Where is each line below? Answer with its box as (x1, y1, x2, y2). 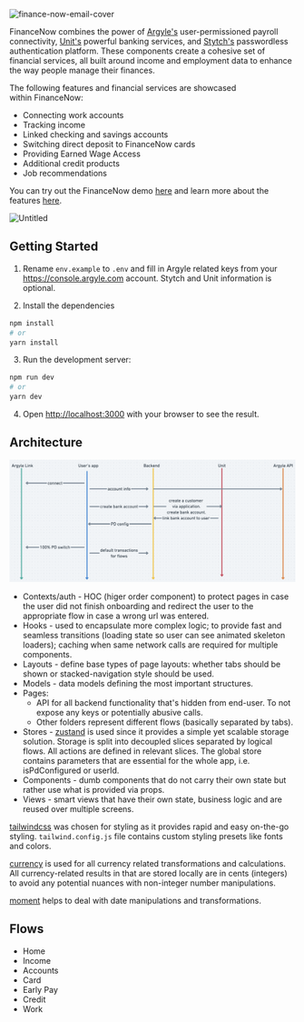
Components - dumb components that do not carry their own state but (22, 774, 287, 786)
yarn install (9, 337, 59, 347)
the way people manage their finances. (9, 65, 156, 75)
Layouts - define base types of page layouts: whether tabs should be (22, 658, 281, 669)
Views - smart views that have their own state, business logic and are (22, 794, 283, 805)
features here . (9, 195, 63, 205)
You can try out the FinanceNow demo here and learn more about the (9, 185, 270, 195)
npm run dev (9, 373, 54, 382)
